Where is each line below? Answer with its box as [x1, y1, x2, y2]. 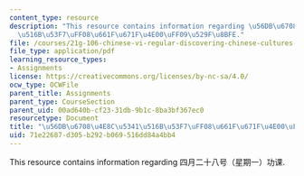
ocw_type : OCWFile [9, 80, 79, 89]
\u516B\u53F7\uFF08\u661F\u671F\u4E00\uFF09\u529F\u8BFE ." [17, 30, 245, 39]
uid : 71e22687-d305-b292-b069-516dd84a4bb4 [9, 131, 176, 140]
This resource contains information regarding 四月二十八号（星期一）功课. [9, 156, 286, 167]
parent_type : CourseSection [9, 97, 116, 107]
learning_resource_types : [9, 55, 107, 64]
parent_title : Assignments [9, 88, 111, 97]
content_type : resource [9, 13, 100, 23]
